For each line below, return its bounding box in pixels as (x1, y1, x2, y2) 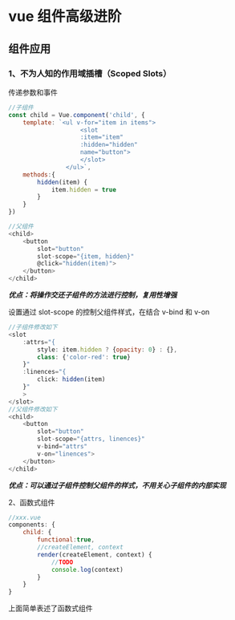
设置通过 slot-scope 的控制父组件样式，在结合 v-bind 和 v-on (8, 307, 210, 317)
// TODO (51, 558, 74, 566)
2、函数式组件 (8, 497, 55, 507)
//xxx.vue (8, 513, 42, 521)
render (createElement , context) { (37, 550, 152, 558)
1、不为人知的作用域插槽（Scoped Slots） (8, 67, 172, 79)
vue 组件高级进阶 (8, 7, 122, 26)
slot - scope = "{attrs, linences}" (37, 435, 146, 444)
